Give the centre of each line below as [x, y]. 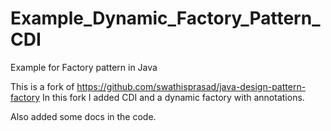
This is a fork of [42, 86]
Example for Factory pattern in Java [84, 67]
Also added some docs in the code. [83, 116]
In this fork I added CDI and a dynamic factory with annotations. [173, 97]
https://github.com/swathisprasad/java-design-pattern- [191, 86]
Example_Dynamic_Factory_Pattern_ [165, 18]
